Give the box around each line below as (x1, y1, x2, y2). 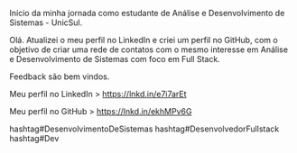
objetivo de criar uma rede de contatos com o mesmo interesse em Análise (9, 44, 289, 55)
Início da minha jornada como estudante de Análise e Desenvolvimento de (9, 8, 285, 18)
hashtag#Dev (9, 133, 60, 143)
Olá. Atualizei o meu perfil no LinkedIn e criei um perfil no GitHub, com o (9, 35, 278, 45)
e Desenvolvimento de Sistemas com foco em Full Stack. (9, 54, 221, 64)
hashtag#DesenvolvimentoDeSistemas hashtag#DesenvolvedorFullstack (9, 123, 280, 134)
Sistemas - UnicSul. (9, 17, 83, 28)
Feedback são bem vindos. (9, 71, 110, 82)
